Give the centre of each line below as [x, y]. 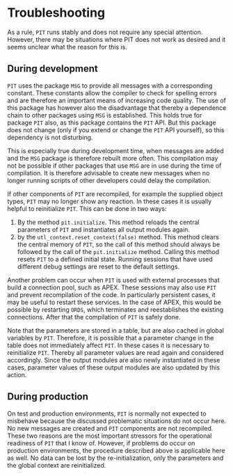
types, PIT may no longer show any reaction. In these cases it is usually [110, 201]
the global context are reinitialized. [57, 465]
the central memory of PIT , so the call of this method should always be [119, 244]
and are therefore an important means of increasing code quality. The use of [117, 100]
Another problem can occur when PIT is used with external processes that [114, 280]
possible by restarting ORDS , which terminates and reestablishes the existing [115, 309]
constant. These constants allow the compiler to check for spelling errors [112, 93]
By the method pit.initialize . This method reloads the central [108, 222]
